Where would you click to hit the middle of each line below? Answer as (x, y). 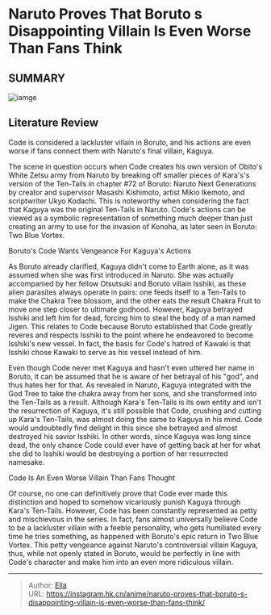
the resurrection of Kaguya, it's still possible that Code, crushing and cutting (135, 410)
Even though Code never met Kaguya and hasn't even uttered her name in (131, 367)
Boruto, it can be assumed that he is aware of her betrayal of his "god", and (134, 376)
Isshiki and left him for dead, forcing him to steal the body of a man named (132, 318)
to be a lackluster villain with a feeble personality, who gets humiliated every (135, 527)
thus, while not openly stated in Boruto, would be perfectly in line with (124, 553)
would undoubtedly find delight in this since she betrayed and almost (123, 428)
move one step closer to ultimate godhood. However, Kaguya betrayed (126, 309)
